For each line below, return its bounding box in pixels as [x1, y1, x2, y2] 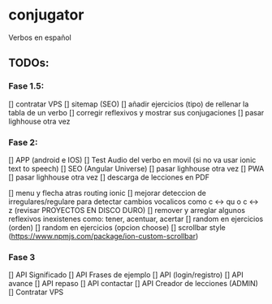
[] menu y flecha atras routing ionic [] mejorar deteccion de [8, 188, 207, 198]
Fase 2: [8, 137, 38, 148]
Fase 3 [8, 251, 36, 263]
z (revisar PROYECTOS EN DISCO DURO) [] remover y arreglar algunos [8, 205, 246, 215]
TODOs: [8, 56, 50, 70]
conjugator [8, 6, 84, 24]
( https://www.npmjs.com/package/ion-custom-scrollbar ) [8, 231, 199, 241]
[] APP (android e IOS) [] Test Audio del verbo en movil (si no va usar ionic [8, 154, 257, 164]
